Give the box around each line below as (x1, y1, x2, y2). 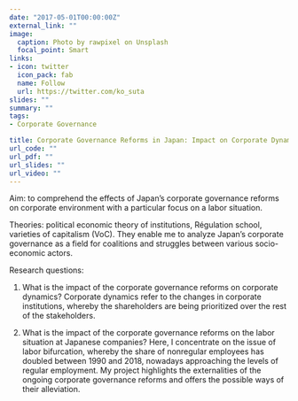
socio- (255, 238, 279, 249)
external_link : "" (9, 21, 77, 30)
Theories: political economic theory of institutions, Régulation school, (9, 220, 263, 230)
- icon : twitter (9, 63, 69, 72)
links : (9, 54, 34, 63)
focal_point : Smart (17, 46, 90, 55)
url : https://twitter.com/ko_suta (17, 87, 145, 96)
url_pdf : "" (9, 152, 53, 161)
